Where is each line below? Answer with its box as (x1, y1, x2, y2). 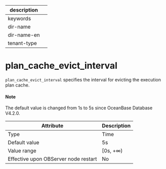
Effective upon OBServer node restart (8, 155, 97, 162)
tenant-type (8, 40, 37, 47)
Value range (8, 147, 36, 154)
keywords (8, 15, 31, 22)
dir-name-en (8, 31, 40, 38)
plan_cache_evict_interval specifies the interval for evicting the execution (5, 76, 161, 82)
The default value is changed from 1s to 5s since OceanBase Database (5, 105, 153, 111)
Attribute (41, 122, 64, 130)
